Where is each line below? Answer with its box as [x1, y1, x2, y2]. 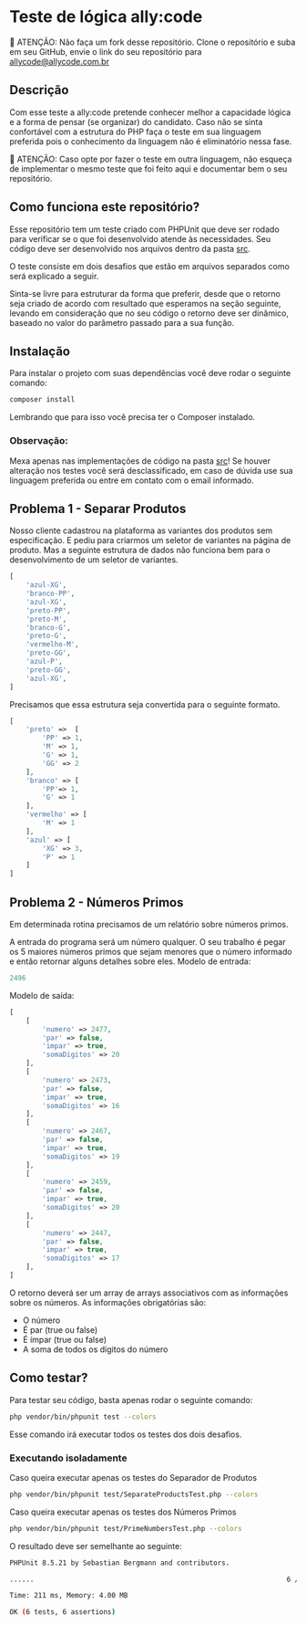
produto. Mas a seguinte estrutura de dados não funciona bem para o [9, 545, 270, 556]
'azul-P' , [25, 657, 64, 666]
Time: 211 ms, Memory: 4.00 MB [9, 1591, 128, 1600]
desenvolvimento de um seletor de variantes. [9, 554, 179, 565]
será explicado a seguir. [9, 270, 99, 281]
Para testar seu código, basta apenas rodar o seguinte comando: [9, 1394, 253, 1405]
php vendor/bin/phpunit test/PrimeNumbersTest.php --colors [9, 1524, 243, 1533]
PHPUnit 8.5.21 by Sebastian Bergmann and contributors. [9, 1558, 230, 1567]
